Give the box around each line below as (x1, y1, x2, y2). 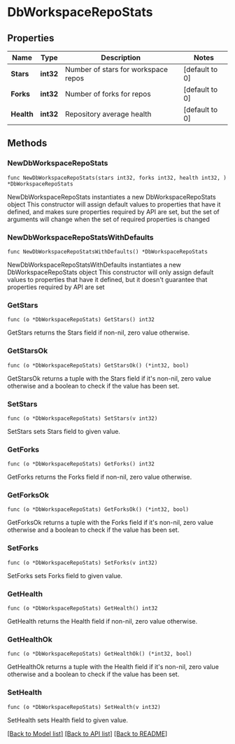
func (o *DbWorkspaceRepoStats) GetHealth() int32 (7, 605, 158, 612)
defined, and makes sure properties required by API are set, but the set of (7, 207, 220, 216)
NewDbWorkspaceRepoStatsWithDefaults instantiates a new (7, 260, 182, 269)
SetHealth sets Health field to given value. (7, 715, 128, 724)
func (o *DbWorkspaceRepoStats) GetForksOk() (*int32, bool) (7, 506, 190, 513)
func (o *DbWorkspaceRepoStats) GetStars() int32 (7, 316, 155, 323)
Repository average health (65, 109, 152, 119)
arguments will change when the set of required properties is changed (7, 215, 210, 223)
